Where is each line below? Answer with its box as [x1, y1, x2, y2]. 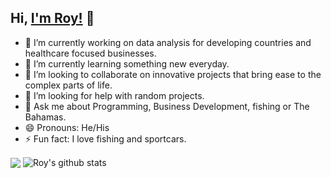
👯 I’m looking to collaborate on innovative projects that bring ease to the [24, 68, 322, 80]
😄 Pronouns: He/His [24, 121, 110, 133]
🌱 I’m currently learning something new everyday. [24, 57, 230, 70]
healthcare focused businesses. [24, 47, 157, 59]
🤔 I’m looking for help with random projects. [24, 89, 205, 101]
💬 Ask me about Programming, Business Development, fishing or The [24, 100, 310, 112]
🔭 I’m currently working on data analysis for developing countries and [24, 36, 312, 48]
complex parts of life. [24, 79, 113, 91]
